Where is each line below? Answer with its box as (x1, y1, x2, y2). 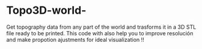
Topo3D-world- (6, 4, 87, 17)
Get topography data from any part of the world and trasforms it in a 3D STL (6, 23, 197, 30)
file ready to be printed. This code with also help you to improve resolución (6, 29, 194, 36)
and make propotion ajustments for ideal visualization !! (6, 36, 144, 43)
